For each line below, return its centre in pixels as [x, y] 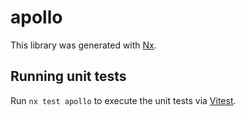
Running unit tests [68, 76]
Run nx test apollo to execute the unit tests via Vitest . [123, 100]
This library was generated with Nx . [83, 45]
